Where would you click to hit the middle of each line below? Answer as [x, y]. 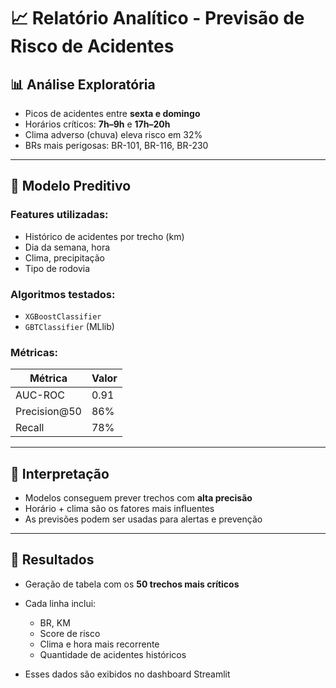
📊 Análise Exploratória [83, 84]
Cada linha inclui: [60, 603]
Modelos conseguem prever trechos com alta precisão [138, 498]
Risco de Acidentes [92, 46]
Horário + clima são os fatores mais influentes [119, 509]
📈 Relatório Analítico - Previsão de [157, 18]
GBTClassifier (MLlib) [69, 326]
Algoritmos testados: [63, 294]
